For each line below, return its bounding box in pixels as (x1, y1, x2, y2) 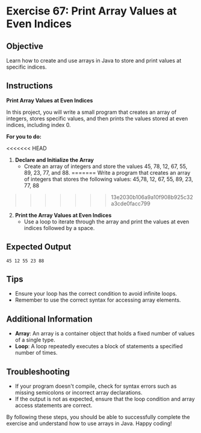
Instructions (6, 81, 53, 91)
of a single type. (14, 336, 55, 344)
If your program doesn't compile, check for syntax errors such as (14, 382, 177, 390)
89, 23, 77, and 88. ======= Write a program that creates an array (23, 169, 191, 176)
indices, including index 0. (6, 121, 71, 128)
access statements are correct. (14, 402, 93, 409)
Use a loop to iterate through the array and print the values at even (23, 218, 190, 225)
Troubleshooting (6, 366, 70, 377)
